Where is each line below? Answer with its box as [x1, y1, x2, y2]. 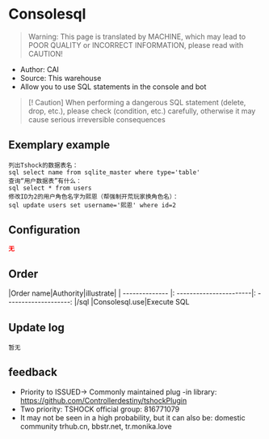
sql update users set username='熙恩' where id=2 [8, 201, 176, 209]
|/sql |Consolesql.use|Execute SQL [74, 297, 190, 307]
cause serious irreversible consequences [27, 114, 166, 124]
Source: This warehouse [19, 73, 102, 83]
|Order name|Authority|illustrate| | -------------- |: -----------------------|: [8, 288, 256, 298]
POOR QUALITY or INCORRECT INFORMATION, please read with [27, 40, 244, 49]
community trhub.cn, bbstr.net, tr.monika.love [19, 421, 172, 431]
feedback [8, 365, 58, 379]
